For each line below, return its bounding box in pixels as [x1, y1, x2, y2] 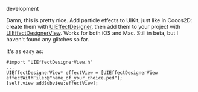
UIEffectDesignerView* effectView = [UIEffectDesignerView [6, 70, 158, 76]
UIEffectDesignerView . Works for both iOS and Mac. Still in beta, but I [6, 29, 179, 37]
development [6, 5, 39, 12]
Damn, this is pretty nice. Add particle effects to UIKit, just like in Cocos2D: [6, 17, 193, 23]
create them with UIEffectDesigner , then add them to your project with [6, 23, 181, 30]
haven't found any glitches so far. [6, 36, 89, 43]
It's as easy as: [6, 48, 43, 55]
